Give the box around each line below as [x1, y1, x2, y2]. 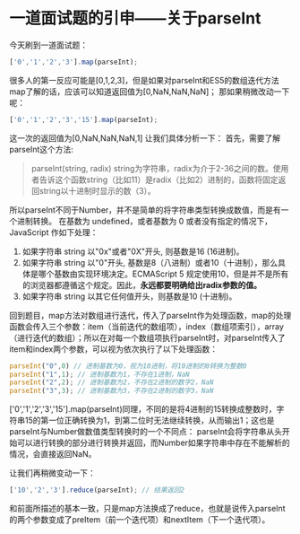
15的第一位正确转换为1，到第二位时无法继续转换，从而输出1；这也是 [24, 415, 275, 426]
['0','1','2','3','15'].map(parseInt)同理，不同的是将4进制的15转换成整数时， [9, 404, 277, 415]
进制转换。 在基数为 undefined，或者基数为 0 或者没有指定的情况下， [16, 215, 273, 226]
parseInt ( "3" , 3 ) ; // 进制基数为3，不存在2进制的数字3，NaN [9, 387, 214, 396]
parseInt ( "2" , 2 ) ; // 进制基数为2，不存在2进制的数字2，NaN [9, 378, 214, 387]
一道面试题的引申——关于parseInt [9, 8, 261, 29]
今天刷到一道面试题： [9, 39, 88, 50]
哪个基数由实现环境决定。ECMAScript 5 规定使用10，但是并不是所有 [38, 268, 289, 279]
